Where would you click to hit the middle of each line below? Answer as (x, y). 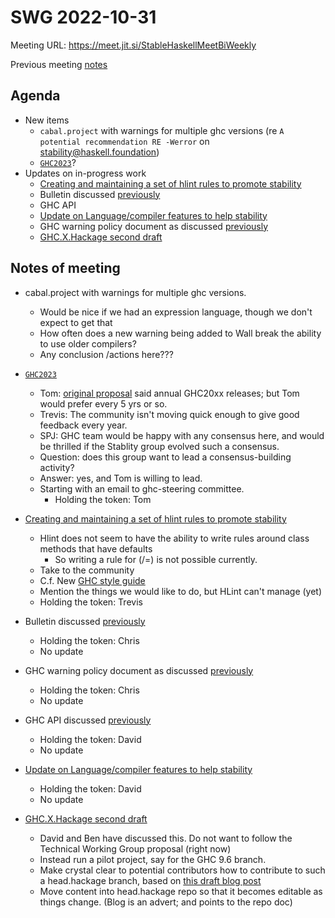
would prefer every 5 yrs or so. (103, 403)
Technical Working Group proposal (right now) (135, 848)
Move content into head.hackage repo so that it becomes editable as (181, 891)
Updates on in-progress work (85, 173)
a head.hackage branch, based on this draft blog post (150, 880)
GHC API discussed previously (88, 720)
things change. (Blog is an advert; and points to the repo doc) (166, 902)
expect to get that (76, 322)
